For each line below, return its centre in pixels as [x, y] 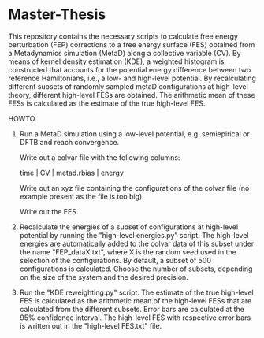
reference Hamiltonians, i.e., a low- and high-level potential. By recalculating [132, 78]
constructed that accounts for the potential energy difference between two [130, 69]
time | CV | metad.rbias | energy [72, 173]
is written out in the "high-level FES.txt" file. [91, 325]
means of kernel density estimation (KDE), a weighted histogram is [116, 61]
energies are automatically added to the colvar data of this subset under [137, 243]
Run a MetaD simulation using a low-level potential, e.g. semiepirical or [134, 134]
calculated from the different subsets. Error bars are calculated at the [132, 309]
